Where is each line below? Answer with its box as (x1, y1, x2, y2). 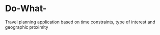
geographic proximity (5, 24, 49, 30)
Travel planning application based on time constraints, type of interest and (5, 19, 156, 25)
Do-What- (5, 3, 47, 14)
